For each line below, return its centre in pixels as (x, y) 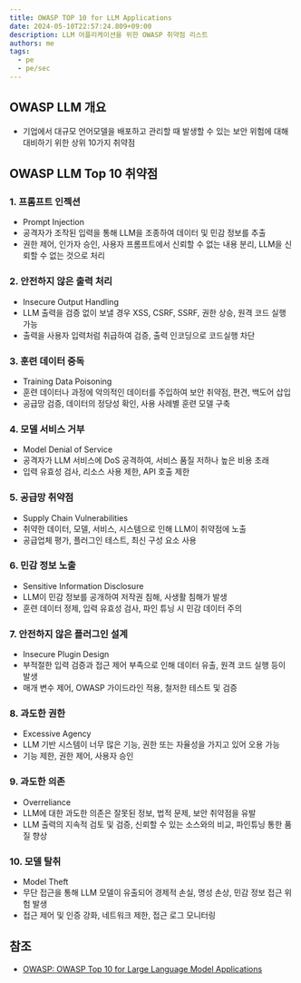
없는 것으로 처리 (78, 256)
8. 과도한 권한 (38, 713)
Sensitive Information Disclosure (83, 585)
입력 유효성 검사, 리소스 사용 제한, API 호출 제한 (106, 472)
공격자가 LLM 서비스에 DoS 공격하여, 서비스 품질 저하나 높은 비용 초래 (146, 460)
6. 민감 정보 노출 (43, 565)
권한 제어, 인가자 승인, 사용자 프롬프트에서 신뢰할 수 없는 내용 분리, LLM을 (152, 244)
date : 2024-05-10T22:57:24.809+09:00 (81, 26)
